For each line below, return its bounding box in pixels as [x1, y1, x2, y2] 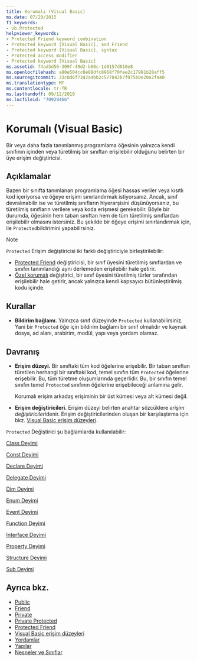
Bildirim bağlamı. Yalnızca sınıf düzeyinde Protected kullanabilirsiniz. [14, 317, 183, 324]
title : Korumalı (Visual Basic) [6, 8, 86, 15]
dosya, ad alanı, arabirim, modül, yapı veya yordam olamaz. [14, 329, 159, 337]
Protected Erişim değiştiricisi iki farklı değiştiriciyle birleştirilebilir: [6, 248, 164, 255]
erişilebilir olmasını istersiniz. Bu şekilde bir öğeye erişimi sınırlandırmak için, [6, 218, 192, 225]
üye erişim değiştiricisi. [6, 154, 62, 161]
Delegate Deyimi [6, 474, 46, 481]
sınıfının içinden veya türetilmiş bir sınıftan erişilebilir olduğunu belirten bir [6, 148, 185, 155]
